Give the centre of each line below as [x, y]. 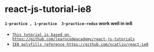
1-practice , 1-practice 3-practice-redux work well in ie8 [69, 23]
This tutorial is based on [41, 35]
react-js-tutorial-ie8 [48, 9]
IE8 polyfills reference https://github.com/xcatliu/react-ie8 [80, 44]
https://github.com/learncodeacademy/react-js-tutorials [73, 39]
